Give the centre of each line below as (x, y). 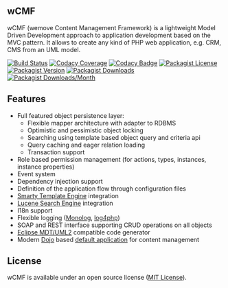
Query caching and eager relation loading (86, 145)
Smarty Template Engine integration (68, 195)
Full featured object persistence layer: (71, 115)
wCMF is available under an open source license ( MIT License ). (97, 278)
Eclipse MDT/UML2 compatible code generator (83, 232)
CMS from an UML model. (44, 49)
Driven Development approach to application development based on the (109, 35)
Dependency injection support (60, 181)
